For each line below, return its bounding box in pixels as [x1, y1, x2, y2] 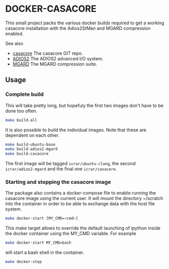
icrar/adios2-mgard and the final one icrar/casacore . [5, 166, 117, 172]
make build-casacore [5, 151, 49, 157]
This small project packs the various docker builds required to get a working [5, 20, 164, 26]
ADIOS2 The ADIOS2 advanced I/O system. [12, 55, 104, 61]
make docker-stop [5, 259, 42, 264]
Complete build [5, 91, 44, 98]
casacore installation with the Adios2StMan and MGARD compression [5, 25, 151, 31]
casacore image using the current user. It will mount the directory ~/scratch [5, 196, 163, 202]
